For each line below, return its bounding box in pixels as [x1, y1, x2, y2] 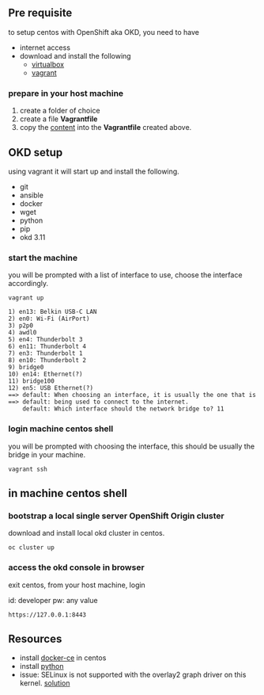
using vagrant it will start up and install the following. [8, 166, 179, 176]
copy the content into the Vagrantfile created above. [19, 123, 192, 132]
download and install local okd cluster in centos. [8, 529, 165, 538]
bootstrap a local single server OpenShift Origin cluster [8, 510, 224, 521]
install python [19, 662, 64, 671]
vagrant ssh [8, 465, 47, 473]
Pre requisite [8, 6, 73, 20]
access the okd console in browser [8, 562, 145, 573]
